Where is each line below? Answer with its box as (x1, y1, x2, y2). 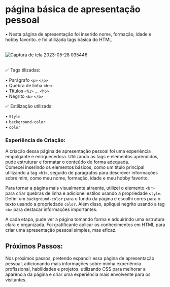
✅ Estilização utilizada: (5, 103, 53, 109)
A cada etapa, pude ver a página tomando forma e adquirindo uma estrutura (5, 217, 165, 223)
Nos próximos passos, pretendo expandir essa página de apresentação (5, 255, 155, 262)
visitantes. (5, 277, 27, 283)
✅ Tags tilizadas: (5, 67, 41, 73)
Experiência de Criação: (5, 136, 66, 143)
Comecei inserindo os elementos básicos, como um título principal (5, 164, 145, 170)
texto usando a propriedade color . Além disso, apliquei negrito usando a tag (5, 201, 165, 207)
